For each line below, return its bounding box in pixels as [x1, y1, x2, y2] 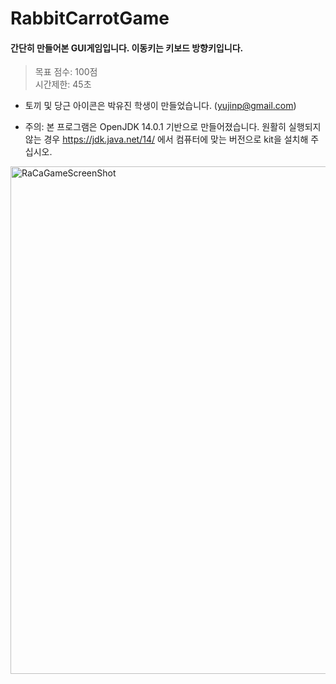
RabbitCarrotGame [10, 7, 170, 30]
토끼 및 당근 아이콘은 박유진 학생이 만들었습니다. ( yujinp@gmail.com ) [24, 100, 297, 112]
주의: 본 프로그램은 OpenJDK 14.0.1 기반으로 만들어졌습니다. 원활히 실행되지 [24, 121, 322, 133]
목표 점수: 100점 [34, 66, 98, 78]
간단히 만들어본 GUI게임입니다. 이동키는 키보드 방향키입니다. [10, 42, 244, 54]
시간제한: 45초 [34, 78, 92, 91]
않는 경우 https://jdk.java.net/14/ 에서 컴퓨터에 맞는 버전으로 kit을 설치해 [24, 133, 309, 146]
